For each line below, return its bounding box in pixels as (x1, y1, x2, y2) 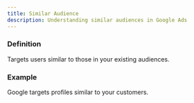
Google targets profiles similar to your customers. (7, 88, 149, 97)
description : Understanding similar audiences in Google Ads (7, 17, 188, 24)
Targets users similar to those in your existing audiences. (7, 55, 170, 63)
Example (7, 72, 37, 82)
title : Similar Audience (7, 10, 79, 17)
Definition (7, 39, 42, 49)
